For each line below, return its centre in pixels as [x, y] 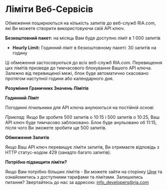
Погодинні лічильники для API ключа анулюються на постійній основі [79, 107]
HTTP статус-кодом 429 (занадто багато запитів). [58, 152]
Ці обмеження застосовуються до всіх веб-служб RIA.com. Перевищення [84, 62]
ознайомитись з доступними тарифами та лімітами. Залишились [74, 177]
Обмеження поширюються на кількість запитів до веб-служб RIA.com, [81, 23]
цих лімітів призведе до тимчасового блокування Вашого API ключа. [79, 68]
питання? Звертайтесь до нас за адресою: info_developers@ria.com [77, 182]
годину [20, 53]
